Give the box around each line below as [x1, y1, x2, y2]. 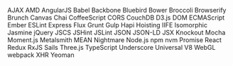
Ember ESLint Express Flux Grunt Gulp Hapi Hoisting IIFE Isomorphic [7, 21, 208, 29]
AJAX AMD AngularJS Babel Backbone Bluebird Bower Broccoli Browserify [7, 6, 227, 14]
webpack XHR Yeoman [7, 51, 75, 59]
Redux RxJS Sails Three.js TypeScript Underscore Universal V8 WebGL [7, 44, 216, 51]
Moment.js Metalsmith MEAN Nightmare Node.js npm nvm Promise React [7, 36, 222, 44]
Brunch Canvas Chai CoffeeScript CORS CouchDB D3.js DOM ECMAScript [7, 13, 225, 22]
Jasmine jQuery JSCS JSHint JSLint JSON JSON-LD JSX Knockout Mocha [7, 28, 226, 37]
